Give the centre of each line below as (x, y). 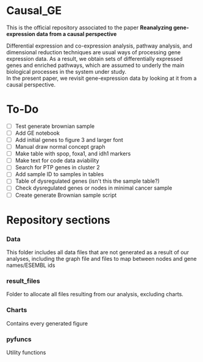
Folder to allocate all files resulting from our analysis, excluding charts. (95, 294)
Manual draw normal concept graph (60, 147)
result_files (23, 281)
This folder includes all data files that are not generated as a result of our (98, 252)
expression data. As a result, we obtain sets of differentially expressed (94, 59)
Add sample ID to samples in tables (59, 174)
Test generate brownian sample (55, 126)
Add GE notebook (37, 133)
